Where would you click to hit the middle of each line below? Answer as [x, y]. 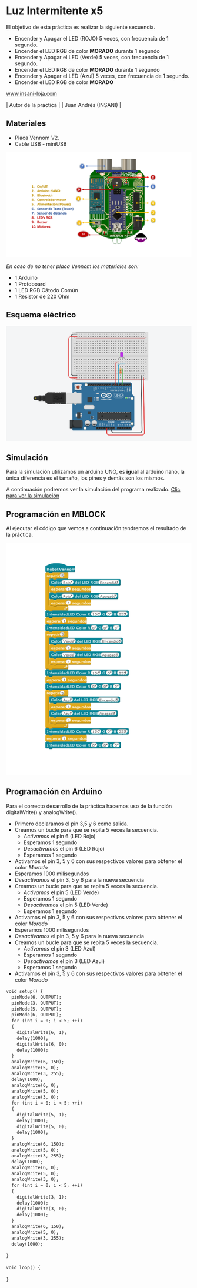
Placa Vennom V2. [37, 138]
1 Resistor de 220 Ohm [42, 296]
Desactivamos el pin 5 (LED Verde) [66, 905]
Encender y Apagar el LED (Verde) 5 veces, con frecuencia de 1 [92, 57]
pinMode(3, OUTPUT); [36, 1003]
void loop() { [24, 1267]
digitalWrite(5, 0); [42, 1126]
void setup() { [25, 991]
